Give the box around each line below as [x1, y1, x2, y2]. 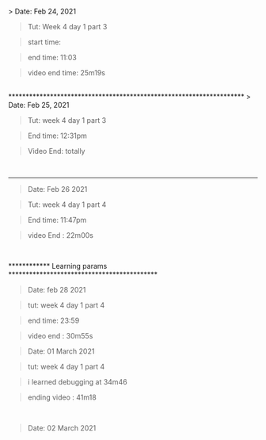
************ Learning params [8, 262, 108, 270]
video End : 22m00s [27, 231, 93, 239]
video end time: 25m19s [27, 68, 105, 77]
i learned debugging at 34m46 [27, 377, 128, 386]
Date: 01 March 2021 [27, 346, 95, 356]
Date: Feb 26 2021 [27, 185, 88, 193]
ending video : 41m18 [27, 392, 97, 402]
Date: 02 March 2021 [27, 423, 97, 433]
